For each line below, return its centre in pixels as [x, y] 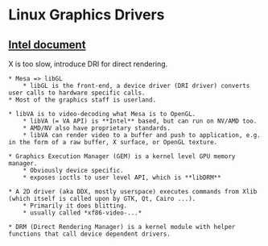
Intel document [47, 45]
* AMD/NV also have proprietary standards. [97, 128]
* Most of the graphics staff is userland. [82, 100]
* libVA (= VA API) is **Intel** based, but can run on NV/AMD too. [140, 121]
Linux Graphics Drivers [87, 15]
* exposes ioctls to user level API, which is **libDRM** [122, 177]
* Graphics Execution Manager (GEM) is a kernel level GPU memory [122, 156]
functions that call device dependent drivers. [90, 234]
